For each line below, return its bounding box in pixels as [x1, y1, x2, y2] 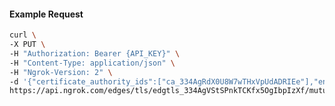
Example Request [9, 8, 84, 20]
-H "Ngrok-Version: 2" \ [9, 67, 113, 77]
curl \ [9, 30, 37, 40]
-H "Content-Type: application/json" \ [9, 58, 176, 68]
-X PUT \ [9, 40, 46, 50]
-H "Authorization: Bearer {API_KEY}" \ [9, 48, 181, 59]
